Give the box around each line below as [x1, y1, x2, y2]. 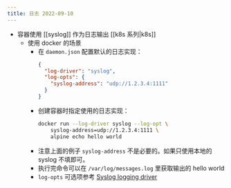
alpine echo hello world [50, 133, 122, 140]
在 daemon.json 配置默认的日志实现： [37, 47, 143, 55]
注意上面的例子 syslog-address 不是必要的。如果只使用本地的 [37, 147, 212, 155]
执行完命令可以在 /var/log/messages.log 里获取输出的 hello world [37, 164, 225, 172]
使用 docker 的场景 [27, 39, 82, 47]
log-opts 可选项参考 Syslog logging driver [37, 172, 158, 180]
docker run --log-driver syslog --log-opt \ [37, 120, 169, 127]
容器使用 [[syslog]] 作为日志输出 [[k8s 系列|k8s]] [17, 30, 156, 38]
